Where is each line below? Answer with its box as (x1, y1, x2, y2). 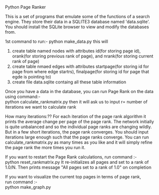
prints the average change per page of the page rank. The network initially (5, 119, 154, 124)
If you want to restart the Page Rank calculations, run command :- (5, 154, 137, 160)
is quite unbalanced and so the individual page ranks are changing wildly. (5, 124, 152, 130)
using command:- (5, 94, 40, 99)
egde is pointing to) (12, 74, 52, 79)
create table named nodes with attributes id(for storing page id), (12, 48, 141, 54)
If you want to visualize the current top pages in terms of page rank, (5, 174, 141, 179)
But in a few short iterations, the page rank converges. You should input (5, 129, 149, 135)
